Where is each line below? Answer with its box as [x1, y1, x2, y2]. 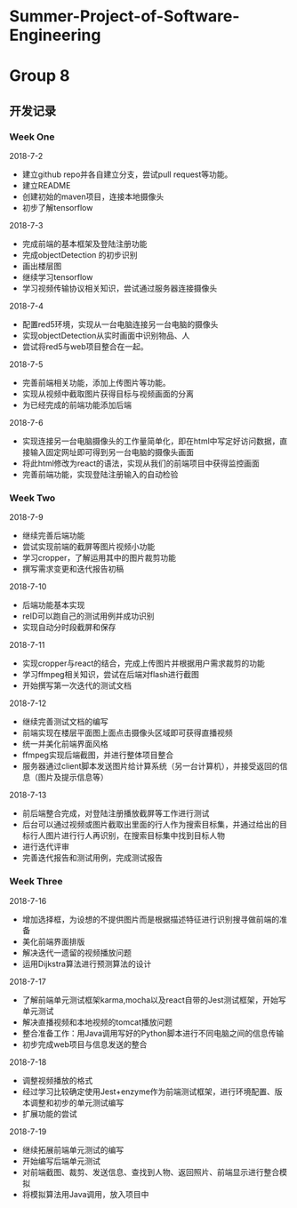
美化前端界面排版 [21, 936, 85, 947]
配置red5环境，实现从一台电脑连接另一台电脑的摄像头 [21, 319, 219, 330]
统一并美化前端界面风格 [21, 739, 108, 749]
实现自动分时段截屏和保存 [21, 622, 116, 633]
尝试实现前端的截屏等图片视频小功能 [21, 541, 156, 552]
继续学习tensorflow [21, 272, 93, 283]
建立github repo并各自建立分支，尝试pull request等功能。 [21, 169, 233, 180]
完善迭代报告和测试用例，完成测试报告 [21, 852, 163, 863]
